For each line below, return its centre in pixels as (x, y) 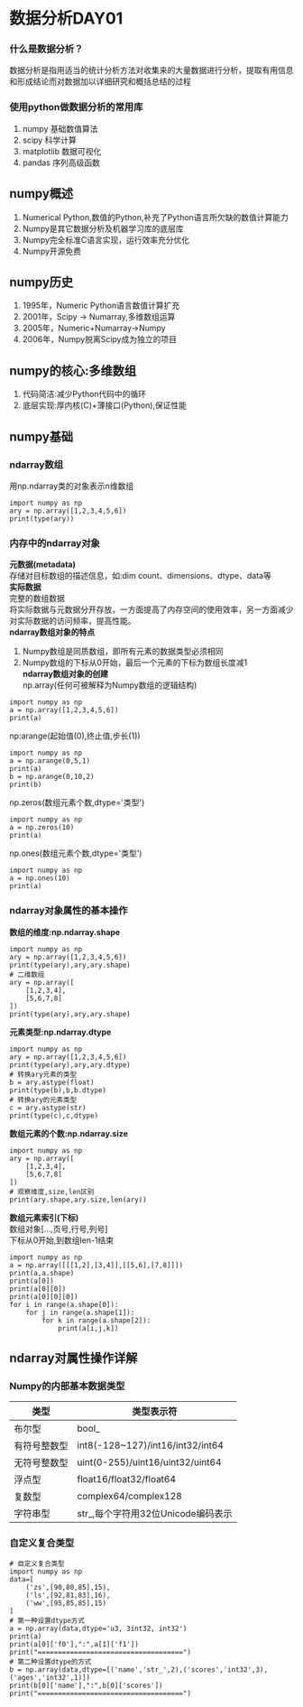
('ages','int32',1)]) (50, 1678)
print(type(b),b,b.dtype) (58, 1090)
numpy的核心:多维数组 (73, 371)
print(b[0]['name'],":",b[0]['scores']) (87, 1686)
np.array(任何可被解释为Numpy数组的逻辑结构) (110, 685)
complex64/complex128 (129, 1497)
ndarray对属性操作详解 (73, 1358)
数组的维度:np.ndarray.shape (65, 932)
